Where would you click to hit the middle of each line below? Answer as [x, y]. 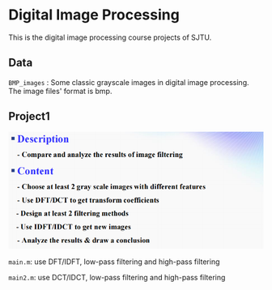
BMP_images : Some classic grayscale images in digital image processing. [129, 82]
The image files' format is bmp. [60, 91]
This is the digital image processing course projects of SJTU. [110, 37]
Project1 [29, 116]
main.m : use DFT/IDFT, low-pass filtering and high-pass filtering [114, 262]
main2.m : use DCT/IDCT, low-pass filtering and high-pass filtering [117, 277]
